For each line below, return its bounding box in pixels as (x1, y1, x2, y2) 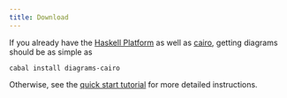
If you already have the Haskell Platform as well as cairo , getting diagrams (9, 37, 278, 48)
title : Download (9, 12, 69, 22)
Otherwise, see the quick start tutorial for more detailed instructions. (9, 79, 258, 89)
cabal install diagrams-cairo (9, 64, 121, 72)
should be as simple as (9, 46, 93, 57)
